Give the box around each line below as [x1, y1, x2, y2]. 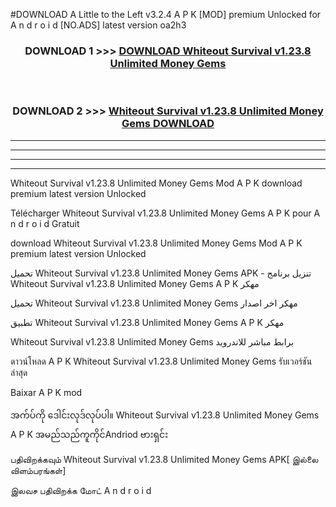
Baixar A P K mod [10, 386, 83, 398]
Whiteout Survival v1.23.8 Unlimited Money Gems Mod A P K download [10, 177, 303, 189]
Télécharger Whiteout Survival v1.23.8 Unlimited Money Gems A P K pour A [10, 207, 321, 219]
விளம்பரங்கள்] [10, 464, 67, 476]
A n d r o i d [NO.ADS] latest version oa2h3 [10, 19, 187, 31]
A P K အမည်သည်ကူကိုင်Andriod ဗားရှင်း [10, 428, 168, 440]
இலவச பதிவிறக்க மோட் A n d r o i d [10, 484, 152, 496]
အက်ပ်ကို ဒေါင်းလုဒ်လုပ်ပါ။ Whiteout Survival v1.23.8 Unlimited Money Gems [10, 409, 320, 421]
